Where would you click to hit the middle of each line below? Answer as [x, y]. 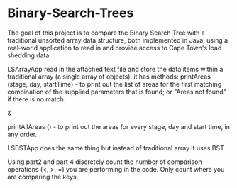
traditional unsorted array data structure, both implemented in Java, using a [118, 40]
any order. [22, 134]
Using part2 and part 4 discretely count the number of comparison [105, 162]
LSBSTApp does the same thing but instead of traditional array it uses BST [116, 148]
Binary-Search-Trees [71, 13]
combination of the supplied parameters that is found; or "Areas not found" [117, 92]
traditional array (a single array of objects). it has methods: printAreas [109, 77]
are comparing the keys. [43, 177]
